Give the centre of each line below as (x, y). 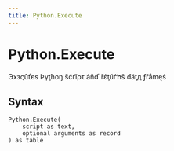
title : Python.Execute (45, 15)
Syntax (26, 102)
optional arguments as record (72, 134)
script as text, (49, 127)
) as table (26, 141)
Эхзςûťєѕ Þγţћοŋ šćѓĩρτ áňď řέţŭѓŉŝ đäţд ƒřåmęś (87, 76)
